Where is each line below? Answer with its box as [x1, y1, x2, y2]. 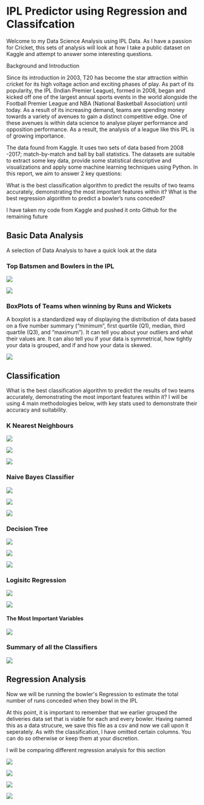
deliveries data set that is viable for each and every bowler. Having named [6, 715, 192, 722]
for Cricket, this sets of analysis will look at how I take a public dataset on [6, 44, 191, 51]
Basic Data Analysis [6, 230, 83, 241]
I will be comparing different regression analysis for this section [6, 746, 166, 753]
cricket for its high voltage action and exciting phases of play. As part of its [6, 80, 194, 88]
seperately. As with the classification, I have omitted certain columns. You [6, 728, 191, 735]
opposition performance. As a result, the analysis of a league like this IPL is [6, 125, 195, 133]
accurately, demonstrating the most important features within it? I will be [6, 393, 188, 401]
